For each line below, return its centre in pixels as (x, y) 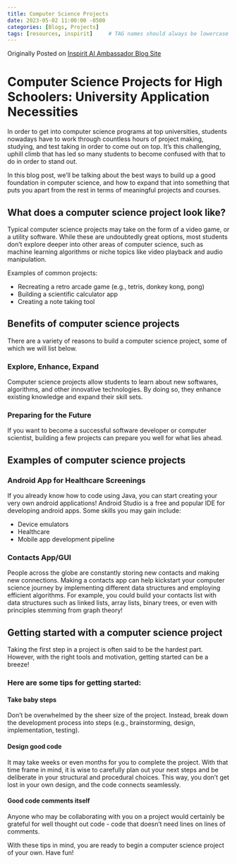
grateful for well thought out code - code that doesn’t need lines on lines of (116, 824)
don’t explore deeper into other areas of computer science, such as (105, 244)
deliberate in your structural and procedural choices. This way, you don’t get (118, 777)
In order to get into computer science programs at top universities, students (117, 132)
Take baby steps (32, 700)
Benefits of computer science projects (93, 324)
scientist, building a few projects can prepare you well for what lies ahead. (115, 438)
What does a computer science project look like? (117, 212)
